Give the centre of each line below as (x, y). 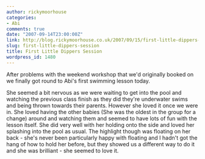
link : (13, 40)
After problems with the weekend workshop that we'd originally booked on (100, 74)
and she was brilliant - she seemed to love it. (63, 151)
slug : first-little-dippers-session (53, 46)
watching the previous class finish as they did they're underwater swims (97, 99)
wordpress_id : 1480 (31, 57)
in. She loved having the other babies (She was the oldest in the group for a (101, 112)
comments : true (26, 29)
